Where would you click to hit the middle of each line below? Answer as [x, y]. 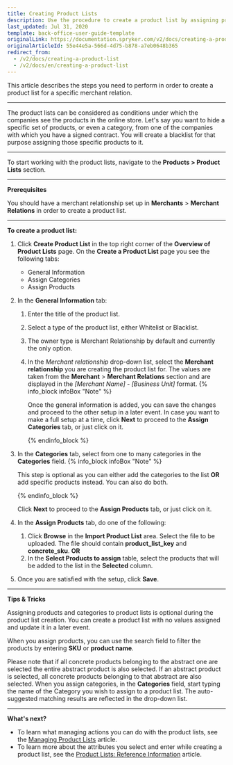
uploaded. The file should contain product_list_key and [107, 543]
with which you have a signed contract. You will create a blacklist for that [111, 135]
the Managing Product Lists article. [67, 739]
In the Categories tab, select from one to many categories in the [109, 453]
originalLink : [28, 40]
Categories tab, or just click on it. [75, 427]
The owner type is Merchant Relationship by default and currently [121, 341]
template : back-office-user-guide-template [71, 33]
